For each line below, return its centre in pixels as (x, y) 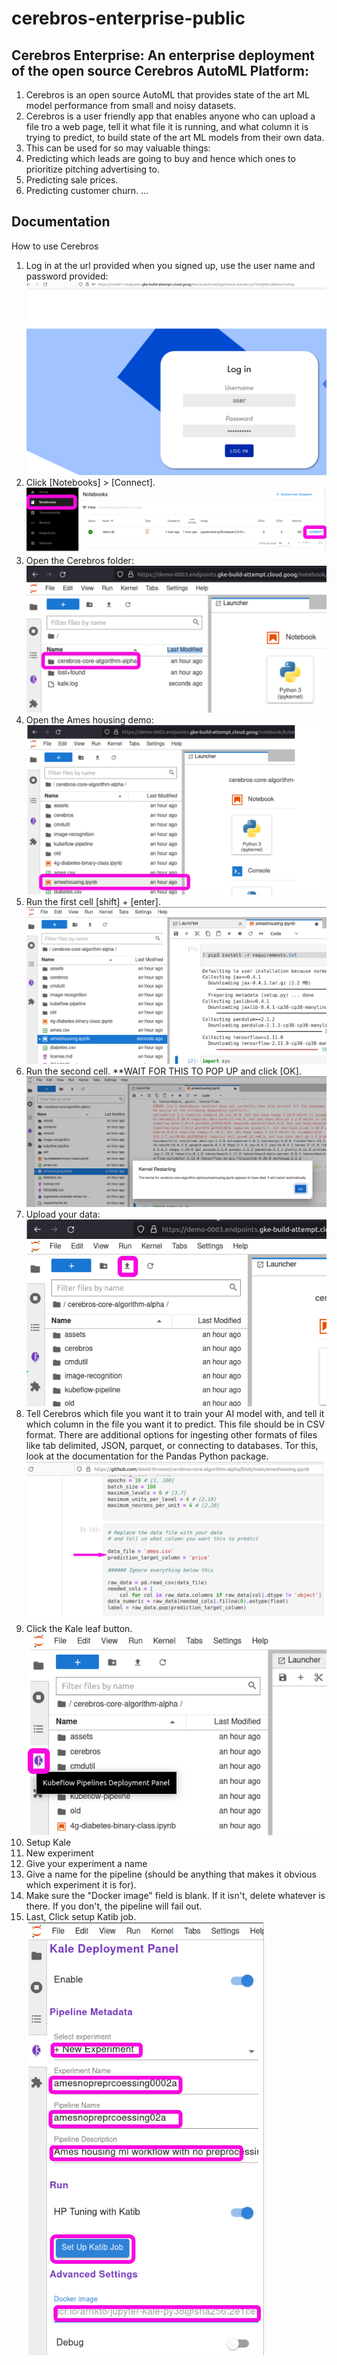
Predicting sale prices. (72, 180)
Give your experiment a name (86, 1863)
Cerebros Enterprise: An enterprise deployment (163, 55)
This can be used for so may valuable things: (118, 148)
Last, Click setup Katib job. (81, 1916)
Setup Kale (48, 1842)
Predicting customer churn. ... (87, 190)
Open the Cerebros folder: (79, 561)
